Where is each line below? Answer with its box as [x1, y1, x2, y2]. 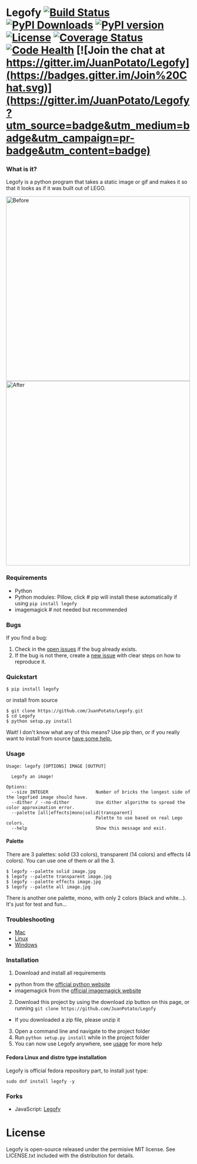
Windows [14, 941, 38, 948]
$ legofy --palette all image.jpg [6, 883, 91, 890]
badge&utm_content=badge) [6, 144, 151, 158]
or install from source [6, 697, 58, 704]
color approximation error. [6, 804, 75, 810]
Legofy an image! [11, 774, 54, 780]
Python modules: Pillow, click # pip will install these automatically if [14, 594, 178, 601]
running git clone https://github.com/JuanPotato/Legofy [14, 1005, 156, 1012]
